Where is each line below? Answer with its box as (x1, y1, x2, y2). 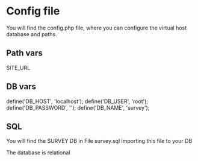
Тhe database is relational (6, 149, 70, 156)
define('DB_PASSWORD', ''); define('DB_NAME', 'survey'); (6, 104, 150, 111)
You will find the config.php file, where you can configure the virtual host (6, 24, 187, 31)
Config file (6, 4, 60, 18)
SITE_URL (6, 64, 31, 71)
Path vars (6, 48, 43, 58)
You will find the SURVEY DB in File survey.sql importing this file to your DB (6, 137, 193, 145)
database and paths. (6, 30, 57, 37)
